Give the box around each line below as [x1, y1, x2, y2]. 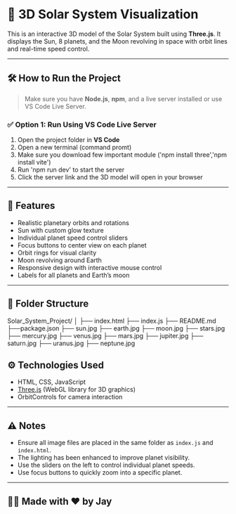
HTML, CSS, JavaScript [17, 378, 86, 386]
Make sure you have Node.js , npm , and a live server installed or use [24, 94, 223, 103]
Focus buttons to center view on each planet [17, 240, 147, 249]
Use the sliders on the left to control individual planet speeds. [17, 461, 195, 470]
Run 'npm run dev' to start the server [17, 165, 125, 174]
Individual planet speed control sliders [17, 233, 129, 242]
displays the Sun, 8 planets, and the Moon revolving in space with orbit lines [7, 37, 228, 45]
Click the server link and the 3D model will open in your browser [17, 173, 204, 181]
